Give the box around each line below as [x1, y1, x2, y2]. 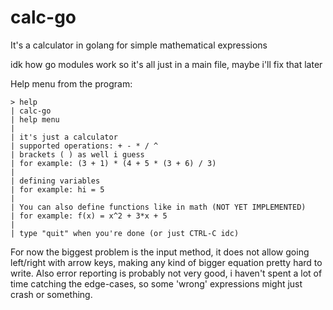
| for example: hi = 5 [10, 184, 105, 195]
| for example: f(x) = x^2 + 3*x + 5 [10, 211, 168, 221]
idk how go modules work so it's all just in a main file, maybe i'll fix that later [10, 58, 323, 70]
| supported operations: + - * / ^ [10, 141, 159, 151]
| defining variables [10, 176, 101, 186]
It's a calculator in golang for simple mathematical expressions [10, 39, 268, 51]
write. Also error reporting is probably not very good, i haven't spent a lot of [10, 267, 323, 279]
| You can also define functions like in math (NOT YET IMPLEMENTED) [10, 202, 307, 212]
